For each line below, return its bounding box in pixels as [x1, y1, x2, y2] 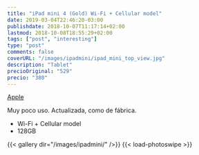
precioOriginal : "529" [7, 68, 73, 74]
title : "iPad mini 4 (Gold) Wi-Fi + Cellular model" [7, 10, 162, 17]
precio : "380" [7, 74, 48, 81]
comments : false [7, 49, 54, 56]
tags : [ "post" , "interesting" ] [7, 36, 97, 43]
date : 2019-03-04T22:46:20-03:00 [7, 17, 104, 23]
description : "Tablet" [7, 61, 73, 68]
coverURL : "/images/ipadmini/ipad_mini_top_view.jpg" [7, 55, 166, 62]
